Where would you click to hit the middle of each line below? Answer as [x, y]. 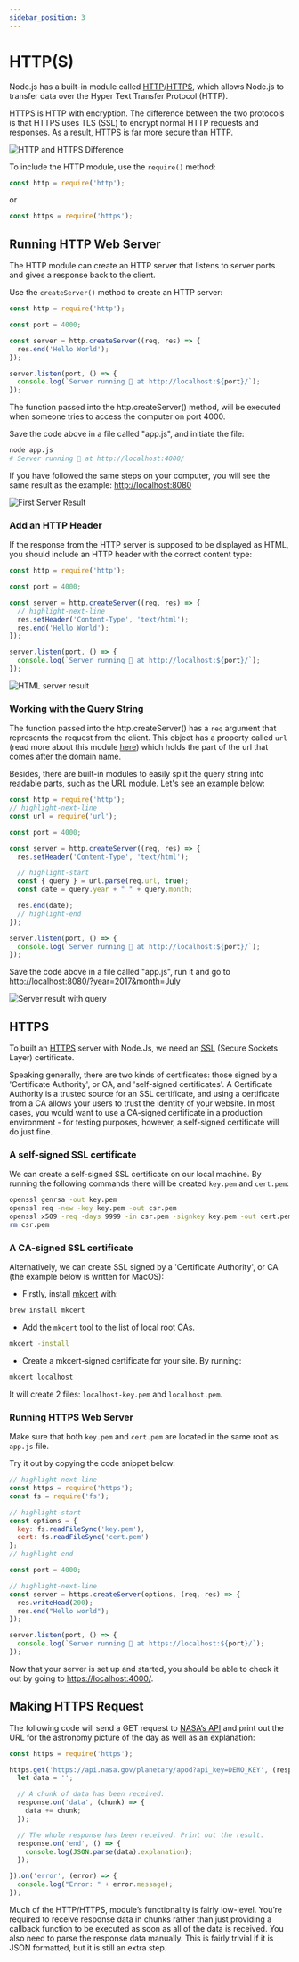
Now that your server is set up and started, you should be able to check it [144, 1669]
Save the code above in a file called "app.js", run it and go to [120, 972]
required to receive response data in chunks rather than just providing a [141, 1919]
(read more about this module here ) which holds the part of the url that [139, 747]
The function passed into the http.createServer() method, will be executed [145, 408]
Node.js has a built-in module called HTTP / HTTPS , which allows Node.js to [147, 87]
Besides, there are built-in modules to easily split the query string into [137, 774]
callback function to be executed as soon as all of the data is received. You [147, 1928]
